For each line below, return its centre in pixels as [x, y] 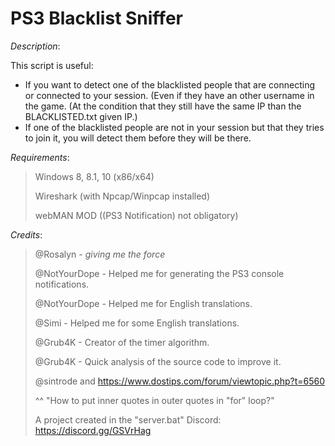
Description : [35, 46]
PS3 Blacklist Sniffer [96, 18]
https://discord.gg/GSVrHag [93, 430]
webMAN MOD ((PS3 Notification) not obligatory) [136, 215]
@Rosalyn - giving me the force [100, 254]
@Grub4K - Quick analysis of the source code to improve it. [158, 361]
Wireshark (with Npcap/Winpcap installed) [122, 196]
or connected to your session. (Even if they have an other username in [169, 95]
